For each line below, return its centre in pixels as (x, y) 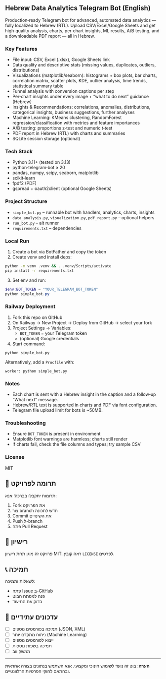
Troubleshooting (25, 423)
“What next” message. (35, 400)
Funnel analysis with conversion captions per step (63, 91)
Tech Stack (19, 152)
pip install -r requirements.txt (40, 271)
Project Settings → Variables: (42, 328)
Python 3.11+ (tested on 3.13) (41, 162)
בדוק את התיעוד (27, 602)
